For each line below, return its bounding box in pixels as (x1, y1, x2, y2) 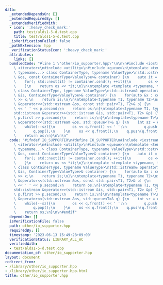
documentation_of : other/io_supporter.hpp (5, 251, 92, 255)
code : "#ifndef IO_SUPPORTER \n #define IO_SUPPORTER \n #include (9, 138, 138, 143)
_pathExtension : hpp (9, 43, 51, 48)
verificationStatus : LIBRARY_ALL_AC (9, 237, 83, 242)
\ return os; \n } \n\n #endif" (14, 210, 77, 215)
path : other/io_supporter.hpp (9, 223, 70, 228)
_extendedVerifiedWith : (9, 20, 57, 26)
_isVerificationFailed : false (9, 39, 70, 44)
